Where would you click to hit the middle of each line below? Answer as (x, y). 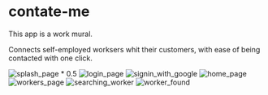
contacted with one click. (51, 58)
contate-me (49, 12)
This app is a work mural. (51, 34)
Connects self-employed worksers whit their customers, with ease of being (134, 49)
